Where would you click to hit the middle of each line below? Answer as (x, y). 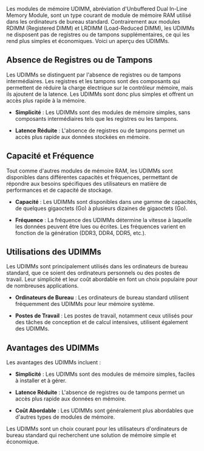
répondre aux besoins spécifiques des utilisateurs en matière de (87, 183)
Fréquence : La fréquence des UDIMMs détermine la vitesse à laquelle (104, 220)
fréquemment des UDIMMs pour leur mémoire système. (85, 304)
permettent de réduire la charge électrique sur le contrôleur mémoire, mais (100, 87)
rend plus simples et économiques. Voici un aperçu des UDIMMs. (88, 41)
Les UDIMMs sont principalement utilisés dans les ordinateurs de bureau (97, 266)
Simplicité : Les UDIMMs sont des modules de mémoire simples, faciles (105, 374)
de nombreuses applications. (42, 286)
